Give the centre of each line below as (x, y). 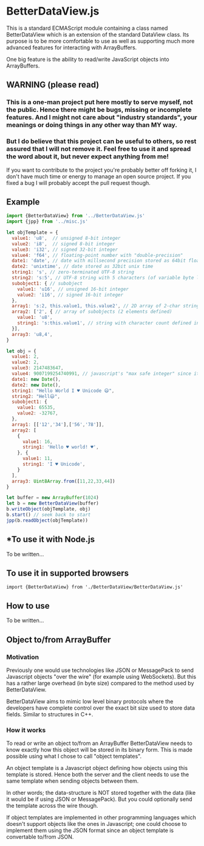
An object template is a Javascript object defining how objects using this (97, 768)
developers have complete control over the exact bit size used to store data (101, 708)
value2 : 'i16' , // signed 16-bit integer (70, 295)
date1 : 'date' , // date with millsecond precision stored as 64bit (99, 261)
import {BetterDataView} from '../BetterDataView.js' (76, 216)
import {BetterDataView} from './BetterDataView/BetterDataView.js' (95, 587)
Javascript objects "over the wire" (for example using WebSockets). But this (101, 676)
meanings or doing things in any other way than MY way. (92, 125)
